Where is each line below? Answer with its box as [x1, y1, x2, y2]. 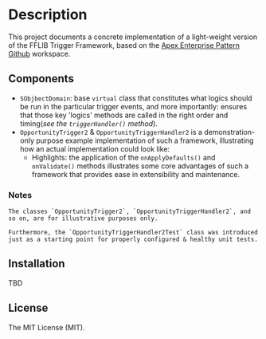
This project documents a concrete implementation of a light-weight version [8, 32, 257, 41]
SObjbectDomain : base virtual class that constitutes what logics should [19, 93, 252, 103]
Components [8, 72, 74, 85]
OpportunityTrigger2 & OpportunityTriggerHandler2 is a [19, 127, 203, 136]
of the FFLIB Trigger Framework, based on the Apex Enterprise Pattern [8, 40, 241, 49]
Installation [8, 257, 65, 270]
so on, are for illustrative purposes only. [8, 215, 158, 223]
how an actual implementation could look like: [19, 144, 170, 153]
